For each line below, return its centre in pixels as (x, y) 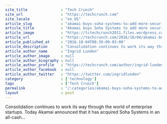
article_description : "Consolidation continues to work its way (80, 47)
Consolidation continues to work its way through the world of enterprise (79, 107)
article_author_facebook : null (40, 70)
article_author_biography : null (40, 61)
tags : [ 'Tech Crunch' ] (52, 83)
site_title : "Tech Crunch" (50, 10)
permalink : (34, 88)
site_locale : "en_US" (43, 19)
